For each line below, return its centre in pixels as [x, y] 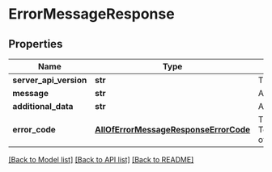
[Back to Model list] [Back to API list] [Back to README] [101, 159]
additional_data [43, 106]
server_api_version [50, 80]
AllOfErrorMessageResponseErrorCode [172, 130]
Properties [36, 44]
